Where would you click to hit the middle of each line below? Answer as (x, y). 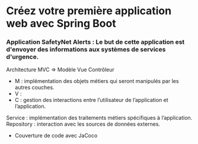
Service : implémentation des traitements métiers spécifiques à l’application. (99, 118)
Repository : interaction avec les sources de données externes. (83, 124)
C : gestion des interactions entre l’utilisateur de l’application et (92, 100)
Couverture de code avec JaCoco (56, 136)
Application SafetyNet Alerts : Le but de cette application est (95, 42)
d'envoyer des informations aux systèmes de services (86, 50)
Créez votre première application (89, 11)
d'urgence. (23, 57)
